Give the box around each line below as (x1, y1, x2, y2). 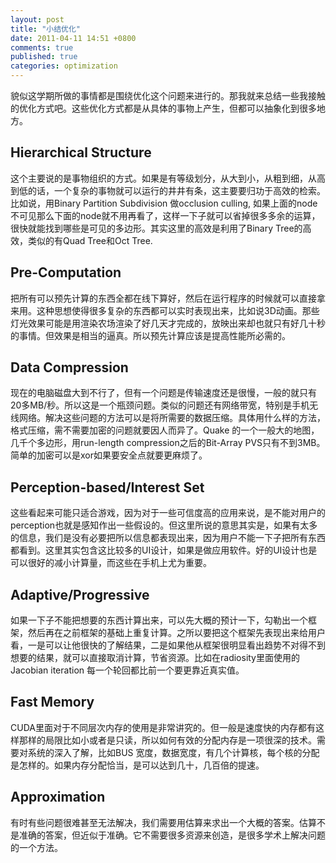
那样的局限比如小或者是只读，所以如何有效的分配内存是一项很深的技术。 (18, 734, 317, 746)
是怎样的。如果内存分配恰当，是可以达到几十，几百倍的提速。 (10, 759, 265, 771)
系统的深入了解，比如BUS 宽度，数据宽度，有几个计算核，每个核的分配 (27, 746, 320, 758)
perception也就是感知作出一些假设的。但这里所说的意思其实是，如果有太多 (10, 519, 318, 531)
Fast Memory (10, 694, 95, 711)
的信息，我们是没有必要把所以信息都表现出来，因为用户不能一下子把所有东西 (10, 532, 326, 544)
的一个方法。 (10, 841, 63, 853)
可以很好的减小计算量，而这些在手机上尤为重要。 (10, 557, 212, 569)
